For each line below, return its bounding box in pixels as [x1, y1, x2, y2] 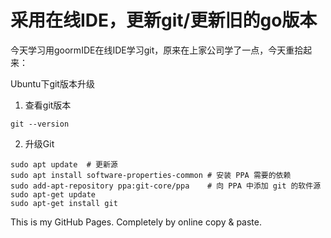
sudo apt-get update [10, 189, 97, 200]
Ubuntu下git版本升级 [10, 77, 95, 90]
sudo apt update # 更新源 [10, 159, 118, 170]
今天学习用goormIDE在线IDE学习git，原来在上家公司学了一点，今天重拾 [10, 44, 304, 56]
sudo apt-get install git [10, 198, 118, 208]
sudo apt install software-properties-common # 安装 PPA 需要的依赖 [10, 170, 292, 180]
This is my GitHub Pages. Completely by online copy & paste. [10, 216, 262, 228]
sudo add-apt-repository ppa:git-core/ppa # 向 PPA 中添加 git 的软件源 [10, 181, 322, 191]
